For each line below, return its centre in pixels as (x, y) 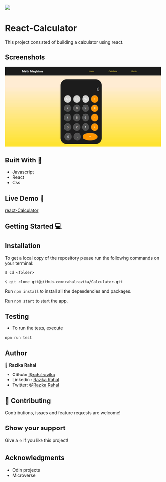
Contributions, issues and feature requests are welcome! (63, 412)
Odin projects (26, 470)
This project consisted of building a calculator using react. (64, 42)
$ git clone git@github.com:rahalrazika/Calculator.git (64, 282)
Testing (17, 316)
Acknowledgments (35, 458)
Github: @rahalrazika (34, 375)
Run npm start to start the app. (37, 301)
